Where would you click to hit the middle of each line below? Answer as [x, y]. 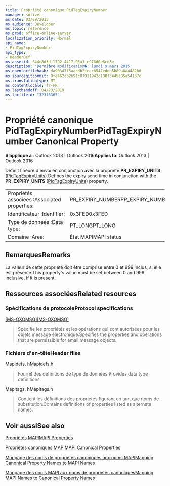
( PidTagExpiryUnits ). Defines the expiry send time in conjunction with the [81, 176]
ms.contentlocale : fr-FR [31, 85]
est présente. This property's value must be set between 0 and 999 [75, 273]
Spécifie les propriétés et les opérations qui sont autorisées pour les [89, 329]
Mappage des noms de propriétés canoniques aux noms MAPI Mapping [79, 457]
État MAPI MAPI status [96, 237]
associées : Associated [34, 200]
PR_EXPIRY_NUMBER [95, 200]
